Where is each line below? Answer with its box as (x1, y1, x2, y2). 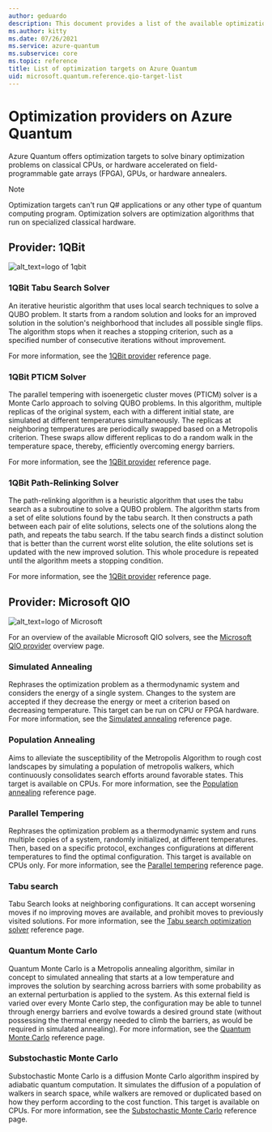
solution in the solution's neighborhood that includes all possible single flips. (8, 318, 263, 328)
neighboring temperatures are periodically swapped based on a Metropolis (8, 423, 258, 434)
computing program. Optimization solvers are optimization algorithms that (8, 208, 255, 218)
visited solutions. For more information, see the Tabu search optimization (8, 916, 252, 926)
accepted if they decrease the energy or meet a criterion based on (8, 697, 231, 706)
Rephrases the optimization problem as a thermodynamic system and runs (8, 825, 257, 835)
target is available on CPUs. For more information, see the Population (8, 778, 239, 788)
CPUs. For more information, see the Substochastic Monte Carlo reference (8, 1105, 257, 1115)
